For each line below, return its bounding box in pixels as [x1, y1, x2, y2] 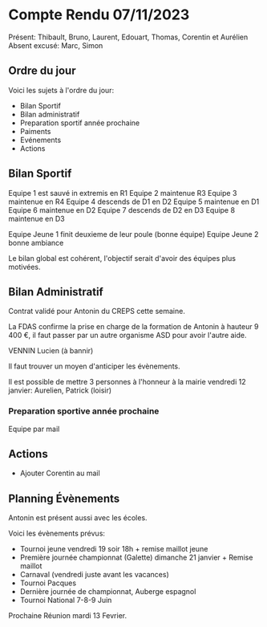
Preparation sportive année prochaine [8, 405, 160, 417]
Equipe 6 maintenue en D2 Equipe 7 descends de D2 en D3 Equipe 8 [8, 205, 235, 214]
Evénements [19, 135, 62, 145]
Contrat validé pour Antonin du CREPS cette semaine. [8, 307, 186, 316]
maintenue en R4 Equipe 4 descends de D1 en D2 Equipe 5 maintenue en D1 [8, 197, 260, 206]
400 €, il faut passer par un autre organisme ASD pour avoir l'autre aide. [8, 331, 247, 340]
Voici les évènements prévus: [8, 528, 106, 539]
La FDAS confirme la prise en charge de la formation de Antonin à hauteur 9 [8, 322, 259, 332]
